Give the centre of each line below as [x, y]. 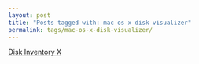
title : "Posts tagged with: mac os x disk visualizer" [100, 23]
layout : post [29, 15]
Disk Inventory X [35, 52]
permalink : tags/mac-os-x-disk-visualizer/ [81, 30]
